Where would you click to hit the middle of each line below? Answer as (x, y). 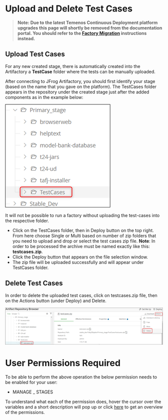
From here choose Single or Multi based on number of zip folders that (84, 235)
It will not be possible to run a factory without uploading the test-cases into (82, 215)
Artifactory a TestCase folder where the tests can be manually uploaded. (80, 71)
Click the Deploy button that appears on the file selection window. (80, 257)
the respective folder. (27, 220)
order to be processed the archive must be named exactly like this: (81, 246)
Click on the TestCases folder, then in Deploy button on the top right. (83, 230)
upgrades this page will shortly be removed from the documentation (90, 27)
